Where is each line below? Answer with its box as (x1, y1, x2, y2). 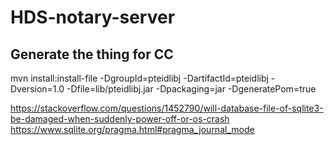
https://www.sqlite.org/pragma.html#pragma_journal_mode (10, 124, 255, 135)
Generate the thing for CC (10, 46, 174, 63)
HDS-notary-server (10, 6, 176, 29)
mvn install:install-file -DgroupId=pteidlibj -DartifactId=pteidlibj (10, 72, 269, 84)
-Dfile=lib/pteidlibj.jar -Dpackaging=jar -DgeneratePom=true (66, 83, 317, 95)
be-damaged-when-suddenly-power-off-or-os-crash (10, 113, 230, 125)
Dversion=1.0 (10, 83, 65, 95)
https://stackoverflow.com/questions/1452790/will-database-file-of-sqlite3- (10, 102, 324, 114)
